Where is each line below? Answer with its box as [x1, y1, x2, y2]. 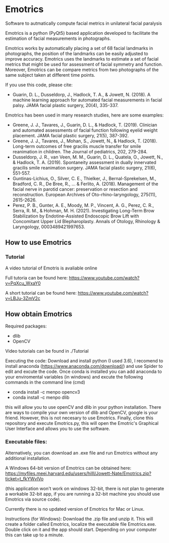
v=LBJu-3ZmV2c [5, 295, 40, 301]
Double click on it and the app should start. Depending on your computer [5, 526, 157, 532]
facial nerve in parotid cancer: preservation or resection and [12, 186, 138, 192]
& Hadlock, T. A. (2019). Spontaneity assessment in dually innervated [12, 159, 156, 165]
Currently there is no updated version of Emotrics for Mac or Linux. [5, 506, 145, 512]
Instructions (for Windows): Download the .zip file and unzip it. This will [5, 516, 153, 522]
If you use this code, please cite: [5, 82, 73, 88]
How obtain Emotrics [5, 310, 72, 318]
